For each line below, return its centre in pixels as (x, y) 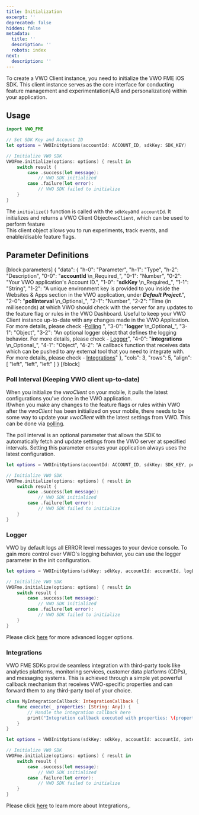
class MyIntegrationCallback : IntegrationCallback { (73, 702)
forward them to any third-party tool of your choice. (69, 691)
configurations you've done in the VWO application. (69, 398)
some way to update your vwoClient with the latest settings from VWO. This (98, 417)
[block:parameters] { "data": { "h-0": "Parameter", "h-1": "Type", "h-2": (92, 269)
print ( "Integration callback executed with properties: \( (102, 718)
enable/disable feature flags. (41, 236)
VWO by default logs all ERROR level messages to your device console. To (97, 547)
